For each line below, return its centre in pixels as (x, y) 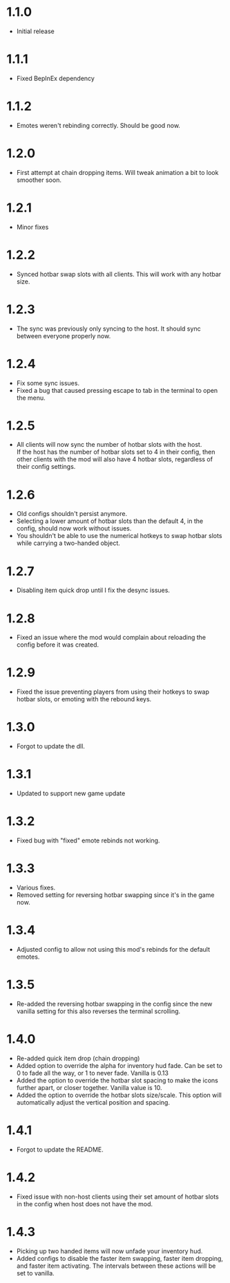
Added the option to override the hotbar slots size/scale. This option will (119, 1095)
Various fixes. (36, 887)
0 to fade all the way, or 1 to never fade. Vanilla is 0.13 (92, 1073)
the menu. (31, 398)
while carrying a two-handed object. (68, 543)
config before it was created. (58, 645)
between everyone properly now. (64, 335)
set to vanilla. (35, 1273)
